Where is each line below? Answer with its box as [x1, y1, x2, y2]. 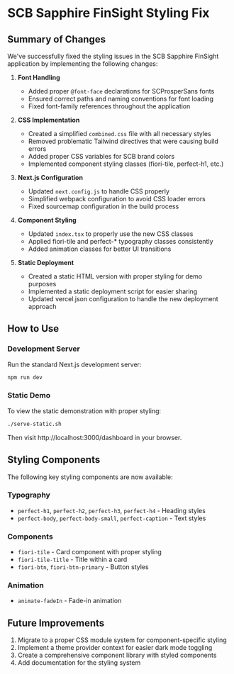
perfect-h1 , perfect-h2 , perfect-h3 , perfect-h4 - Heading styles [17, 506, 206, 515]
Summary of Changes [7, 33, 106, 45]
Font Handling [17, 73, 60, 82]
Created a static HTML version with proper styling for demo [28, 272, 203, 281]
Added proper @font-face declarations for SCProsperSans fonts [28, 87, 215, 95]
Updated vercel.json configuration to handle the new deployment [28, 295, 218, 303]
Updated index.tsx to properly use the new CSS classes [28, 230, 194, 238]
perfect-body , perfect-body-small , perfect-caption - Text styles [17, 514, 206, 522]
